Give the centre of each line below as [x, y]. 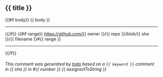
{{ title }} [19, 8]
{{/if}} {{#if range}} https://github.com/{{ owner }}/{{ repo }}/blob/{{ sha [77, 34]
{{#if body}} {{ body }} [27, 19]
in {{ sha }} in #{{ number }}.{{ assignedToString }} [56, 69]
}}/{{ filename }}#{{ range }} [33, 39]
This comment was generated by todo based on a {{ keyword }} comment [80, 64]
